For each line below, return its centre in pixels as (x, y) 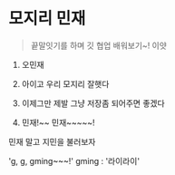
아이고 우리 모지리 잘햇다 (65, 83)
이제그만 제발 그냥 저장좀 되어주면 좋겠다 (93, 103)
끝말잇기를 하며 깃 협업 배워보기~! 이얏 (98, 45)
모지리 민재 (47, 19)
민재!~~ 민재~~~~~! (58, 122)
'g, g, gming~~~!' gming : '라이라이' (74, 160)
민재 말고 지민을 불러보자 (52, 141)
